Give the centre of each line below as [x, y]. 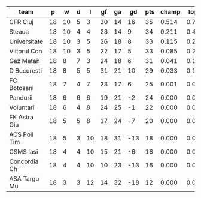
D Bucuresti [26, 70]
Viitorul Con [26, 51]
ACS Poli [22, 134]
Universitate [26, 41]
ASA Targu [24, 178]
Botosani [22, 88]
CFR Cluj [22, 22]
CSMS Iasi [24, 151]
